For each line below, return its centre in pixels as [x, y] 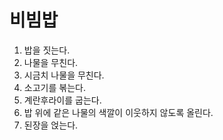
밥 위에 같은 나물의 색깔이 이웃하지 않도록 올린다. [118, 112]
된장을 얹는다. [51, 125]
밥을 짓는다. [47, 50]
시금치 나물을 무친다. [64, 75]
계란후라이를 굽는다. [62, 100]
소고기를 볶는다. [54, 87]
